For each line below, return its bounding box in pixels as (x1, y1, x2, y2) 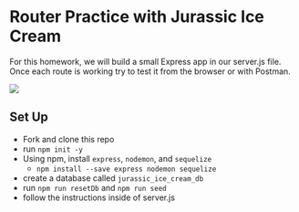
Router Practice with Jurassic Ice (9, 6, 264, 27)
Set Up (9, 110, 48, 125)
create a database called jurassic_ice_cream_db (22, 172, 204, 184)
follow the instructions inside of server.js (22, 192, 176, 203)
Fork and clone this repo (22, 133, 115, 144)
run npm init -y (22, 143, 84, 154)
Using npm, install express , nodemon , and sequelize (22, 153, 212, 164)
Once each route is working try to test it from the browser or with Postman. (9, 66, 292, 77)
